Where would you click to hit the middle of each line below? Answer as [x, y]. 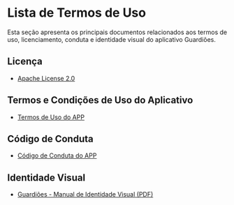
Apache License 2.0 [46, 78]
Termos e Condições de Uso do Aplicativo [100, 100]
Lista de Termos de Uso [77, 13]
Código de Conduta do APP [57, 155]
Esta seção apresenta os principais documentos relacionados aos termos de [117, 32]
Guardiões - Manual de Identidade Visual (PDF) [85, 195]
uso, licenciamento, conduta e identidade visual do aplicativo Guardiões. [112, 39]
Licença [25, 62]
